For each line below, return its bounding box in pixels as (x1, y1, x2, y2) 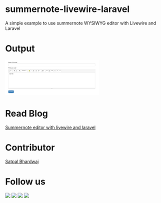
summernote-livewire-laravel (5, 3, 130, 15)
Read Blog (5, 108, 48, 119)
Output (5, 43, 35, 54)
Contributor (5, 142, 55, 153)
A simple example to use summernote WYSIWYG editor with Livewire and (5, 20, 156, 26)
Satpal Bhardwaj (5, 158, 39, 164)
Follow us (5, 176, 46, 187)
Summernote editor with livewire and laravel (5, 124, 96, 130)
